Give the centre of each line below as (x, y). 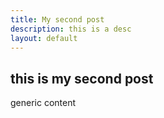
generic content (43, 103)
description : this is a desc (71, 29)
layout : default (44, 38)
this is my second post (82, 78)
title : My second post (57, 19)
